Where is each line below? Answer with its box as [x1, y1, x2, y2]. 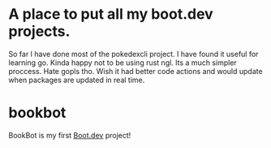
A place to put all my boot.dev [8, 5, 213, 24]
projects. [8, 22, 71, 41]
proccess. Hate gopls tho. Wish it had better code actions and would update [8, 66, 263, 76]
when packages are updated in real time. [8, 75, 145, 85]
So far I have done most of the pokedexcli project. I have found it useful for [8, 49, 259, 59]
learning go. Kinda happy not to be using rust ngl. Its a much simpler [8, 58, 237, 67]
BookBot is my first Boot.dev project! [8, 130, 131, 140]
